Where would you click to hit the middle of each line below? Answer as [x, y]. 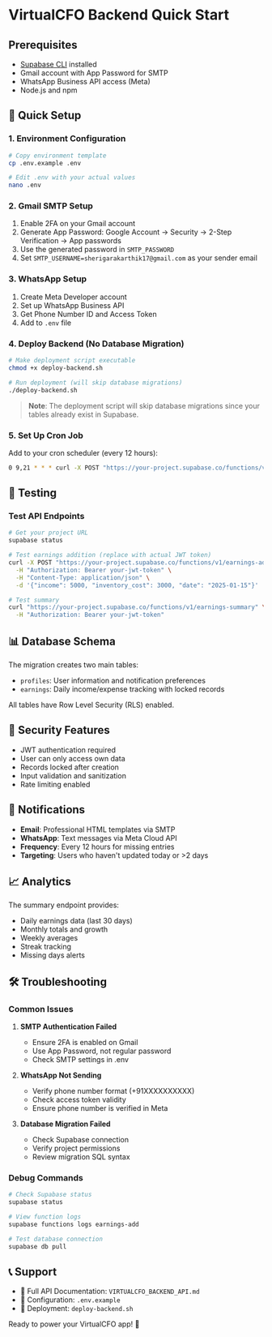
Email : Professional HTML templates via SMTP [98, 829]
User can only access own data [72, 758]
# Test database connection [56, 1239]
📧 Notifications [47, 810]
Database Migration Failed [65, 1124]
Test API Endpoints [47, 516]
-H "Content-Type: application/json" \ [83, 577]
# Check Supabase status [50, 1195]
